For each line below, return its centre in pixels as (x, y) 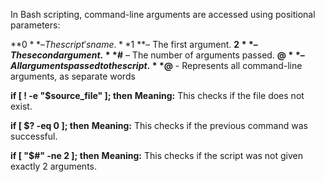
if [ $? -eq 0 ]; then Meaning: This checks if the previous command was (159, 125)
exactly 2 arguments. (53, 166)
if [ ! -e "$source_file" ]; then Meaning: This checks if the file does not (157, 95)
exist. (21, 106)
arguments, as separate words (73, 76)
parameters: (35, 25)
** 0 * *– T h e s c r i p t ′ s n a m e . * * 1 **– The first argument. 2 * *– (134, 44)
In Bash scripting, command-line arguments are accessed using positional (163, 14)
